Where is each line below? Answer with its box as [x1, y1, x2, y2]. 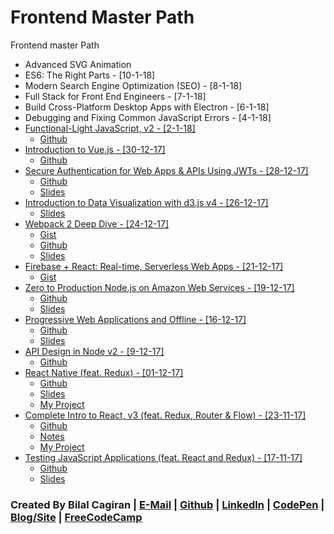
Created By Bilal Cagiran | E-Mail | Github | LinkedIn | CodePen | [10, 497, 325, 511]
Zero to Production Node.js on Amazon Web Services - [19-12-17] [24, 281, 295, 293]
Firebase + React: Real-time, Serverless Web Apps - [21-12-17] [24, 260, 284, 272]
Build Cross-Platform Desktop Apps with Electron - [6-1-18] [24, 101, 270, 113]
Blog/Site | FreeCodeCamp [10, 510, 143, 524]
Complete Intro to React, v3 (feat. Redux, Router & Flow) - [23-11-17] [24, 409, 307, 421]
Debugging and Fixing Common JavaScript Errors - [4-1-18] [24, 111, 272, 123]
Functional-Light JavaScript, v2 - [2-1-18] [24, 122, 196, 134]
